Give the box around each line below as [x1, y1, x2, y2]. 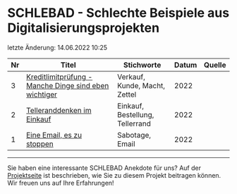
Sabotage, [117, 130, 152, 140]
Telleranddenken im [25, 105, 92, 115]
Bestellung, [117, 109, 154, 119]
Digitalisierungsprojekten [7, 20, 160, 36]
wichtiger [25, 90, 58, 99]
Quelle [203, 60, 226, 70]
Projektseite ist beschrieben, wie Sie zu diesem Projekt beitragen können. [7, 171, 221, 179]
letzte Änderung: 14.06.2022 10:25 [7, 43, 108, 51]
